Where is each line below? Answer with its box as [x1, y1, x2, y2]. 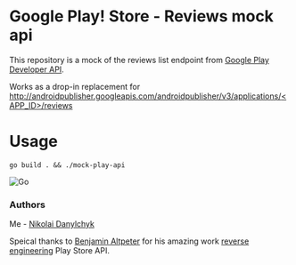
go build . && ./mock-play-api [9, 160, 126, 170]
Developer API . [9, 64, 64, 75]
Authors [9, 198, 46, 211]
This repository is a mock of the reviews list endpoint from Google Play [9, 54, 270, 65]
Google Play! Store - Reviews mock [9, 6, 275, 27]
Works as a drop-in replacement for [9, 81, 141, 92]
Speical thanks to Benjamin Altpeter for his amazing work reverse [9, 236, 250, 246]
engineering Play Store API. [9, 245, 110, 256]
